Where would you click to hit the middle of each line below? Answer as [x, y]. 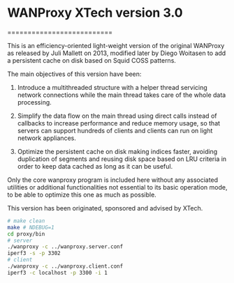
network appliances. [47, 138]
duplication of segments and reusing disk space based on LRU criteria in [122, 159]
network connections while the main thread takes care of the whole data [122, 95]
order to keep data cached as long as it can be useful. [95, 166]
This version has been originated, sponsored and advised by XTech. [105, 208]
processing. [35, 102]
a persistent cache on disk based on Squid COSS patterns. [92, 60]
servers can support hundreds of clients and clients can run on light [115, 130]
